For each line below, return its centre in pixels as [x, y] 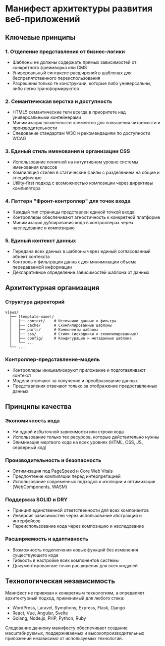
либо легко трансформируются [46, 88]
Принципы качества [38, 407]
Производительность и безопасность [53, 460]
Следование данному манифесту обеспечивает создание [66, 628]
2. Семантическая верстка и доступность [59, 101]
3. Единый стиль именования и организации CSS [68, 151]
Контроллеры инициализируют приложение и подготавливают [79, 370]
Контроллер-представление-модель [53, 359]
